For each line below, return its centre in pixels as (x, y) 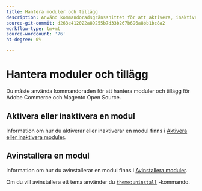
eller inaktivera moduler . (36, 137)
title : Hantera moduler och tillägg (52, 12)
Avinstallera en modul (48, 156)
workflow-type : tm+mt (33, 28)
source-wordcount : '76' (36, 34)
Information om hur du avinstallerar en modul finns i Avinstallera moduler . (97, 170)
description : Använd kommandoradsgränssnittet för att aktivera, (90, 17)
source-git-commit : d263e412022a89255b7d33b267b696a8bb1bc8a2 (86, 23)
